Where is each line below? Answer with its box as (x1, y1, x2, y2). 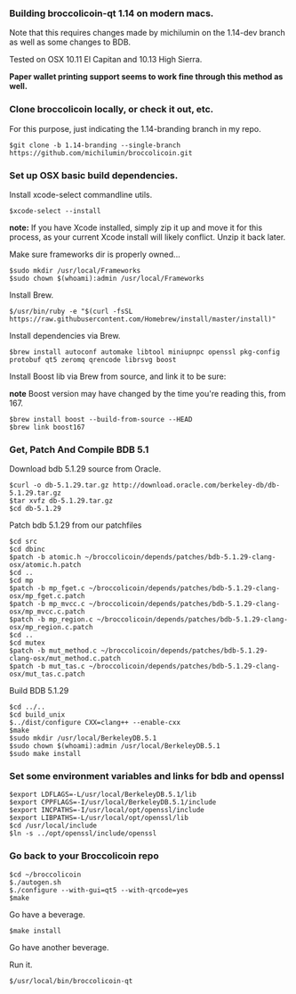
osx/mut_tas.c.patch (9, 670, 86, 679)
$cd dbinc (9, 545, 46, 555)
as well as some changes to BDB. (9, 37, 132, 47)
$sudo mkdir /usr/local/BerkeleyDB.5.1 (9, 734, 157, 743)
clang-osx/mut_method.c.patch (9, 654, 122, 663)
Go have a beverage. (9, 908, 86, 920)
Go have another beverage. (9, 941, 109, 952)
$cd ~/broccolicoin (9, 870, 82, 879)
